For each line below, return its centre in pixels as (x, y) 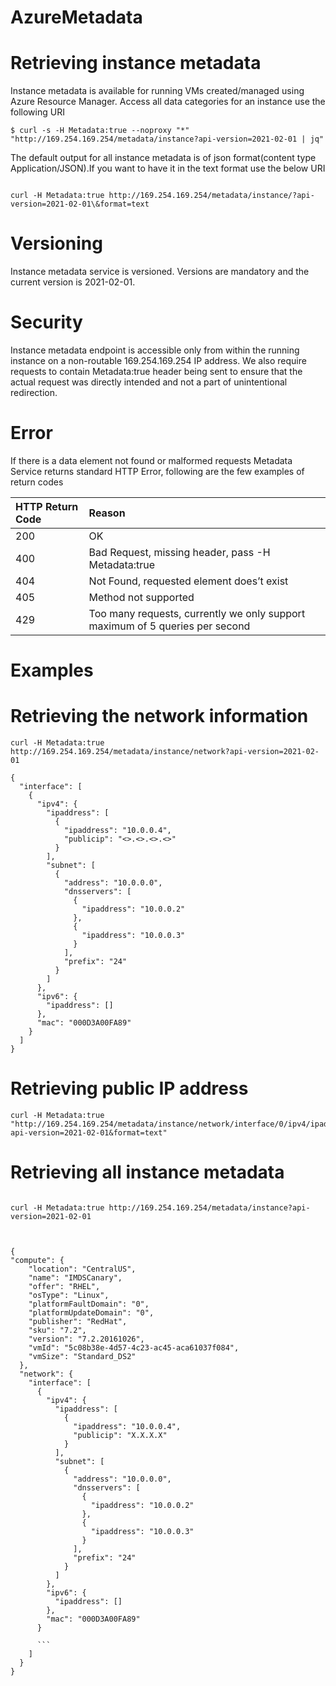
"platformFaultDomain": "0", (89, 1304)
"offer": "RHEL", (64, 1286)
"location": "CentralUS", (82, 1269)
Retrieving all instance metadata (147, 1172)
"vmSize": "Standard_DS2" (82, 1356)
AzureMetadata (76, 17)
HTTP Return (47, 506)
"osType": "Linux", (69, 1295)
